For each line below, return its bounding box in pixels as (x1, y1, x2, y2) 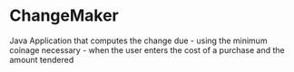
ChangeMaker (9, 5, 120, 26)
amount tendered (9, 54, 74, 65)
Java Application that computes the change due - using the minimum (9, 35, 268, 46)
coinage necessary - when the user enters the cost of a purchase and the (9, 44, 285, 55)
